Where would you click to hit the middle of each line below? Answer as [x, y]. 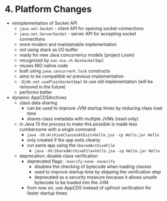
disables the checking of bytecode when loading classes [93, 166]
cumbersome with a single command [57, 129]
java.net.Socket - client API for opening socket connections [81, 28]
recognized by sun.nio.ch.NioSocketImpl [62, 60]
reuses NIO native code [43, 65]
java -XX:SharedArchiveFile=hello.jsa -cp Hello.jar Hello [97, 151]
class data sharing [38, 102]
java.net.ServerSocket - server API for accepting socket [78, 33]
